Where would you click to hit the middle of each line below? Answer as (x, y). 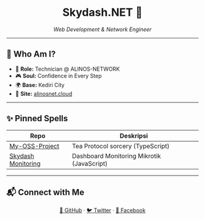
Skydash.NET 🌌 (103, 12)
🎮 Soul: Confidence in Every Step (58, 76)
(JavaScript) (90, 163)
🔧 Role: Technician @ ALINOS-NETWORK (67, 69)
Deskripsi (134, 135)
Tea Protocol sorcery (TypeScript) (121, 146)
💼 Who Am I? (31, 54)
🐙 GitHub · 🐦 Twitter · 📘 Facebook (103, 210)
